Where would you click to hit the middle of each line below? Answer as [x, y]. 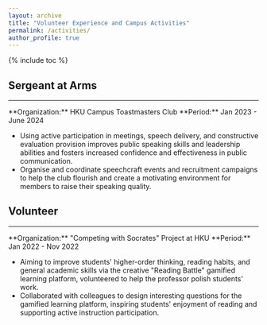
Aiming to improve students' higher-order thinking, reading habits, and [135, 261]
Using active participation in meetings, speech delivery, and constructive [139, 136]
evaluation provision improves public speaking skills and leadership [130, 145]
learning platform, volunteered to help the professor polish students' [132, 278]
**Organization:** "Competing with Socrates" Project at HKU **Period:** [130, 238]
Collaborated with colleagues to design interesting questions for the [131, 296]
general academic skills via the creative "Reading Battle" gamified [128, 270]
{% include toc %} [39, 60]
